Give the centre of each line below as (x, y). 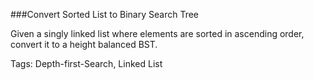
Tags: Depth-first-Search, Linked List (86, 63)
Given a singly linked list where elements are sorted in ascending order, (157, 33)
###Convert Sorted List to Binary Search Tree (104, 14)
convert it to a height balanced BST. (84, 44)
